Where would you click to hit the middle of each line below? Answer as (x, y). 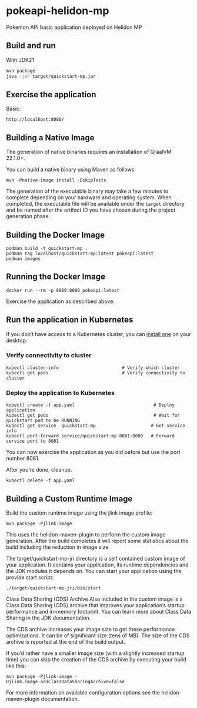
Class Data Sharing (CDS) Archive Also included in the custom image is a (95, 599)
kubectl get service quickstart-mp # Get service (96, 426)
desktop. (17, 340)
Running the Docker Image (56, 277)
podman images (24, 258)
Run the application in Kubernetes (70, 320)
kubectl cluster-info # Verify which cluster (93, 368)
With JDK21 (20, 60)
